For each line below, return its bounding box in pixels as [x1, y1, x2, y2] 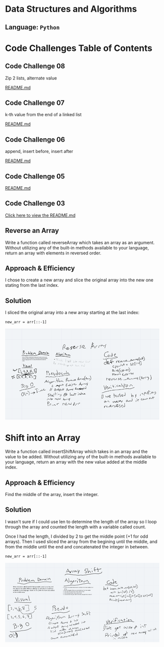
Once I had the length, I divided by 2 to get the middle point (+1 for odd [5, 533, 148, 539]
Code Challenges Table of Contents [5, 43, 153, 53]
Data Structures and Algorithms [5, 3, 137, 15]
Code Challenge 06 [5, 135, 65, 144]
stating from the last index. [5, 282, 59, 288]
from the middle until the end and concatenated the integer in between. [5, 544, 149, 549]
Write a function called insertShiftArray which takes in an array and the [5, 448, 148, 454]
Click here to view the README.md [5, 212, 76, 218]
